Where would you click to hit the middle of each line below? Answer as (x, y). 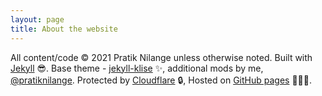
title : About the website (64, 29)
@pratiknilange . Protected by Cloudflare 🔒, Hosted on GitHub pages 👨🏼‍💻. (161, 80)
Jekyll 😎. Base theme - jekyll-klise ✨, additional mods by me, (137, 68)
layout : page (37, 19)
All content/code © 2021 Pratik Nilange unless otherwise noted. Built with (161, 57)
